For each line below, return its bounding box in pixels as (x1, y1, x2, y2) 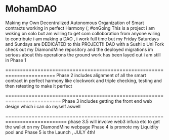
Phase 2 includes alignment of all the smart (56, 72, 147, 78)
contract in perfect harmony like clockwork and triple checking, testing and (5, 78, 162, 84)
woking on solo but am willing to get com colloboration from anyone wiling (5, 30, 160, 36)
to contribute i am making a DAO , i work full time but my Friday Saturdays (5, 36, 159, 42)
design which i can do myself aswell (5, 103, 81, 109)
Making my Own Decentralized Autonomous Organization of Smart (5, 20, 144, 26)
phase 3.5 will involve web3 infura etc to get (68, 118, 160, 124)
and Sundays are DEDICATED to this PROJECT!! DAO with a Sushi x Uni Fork (5, 41, 164, 47)
